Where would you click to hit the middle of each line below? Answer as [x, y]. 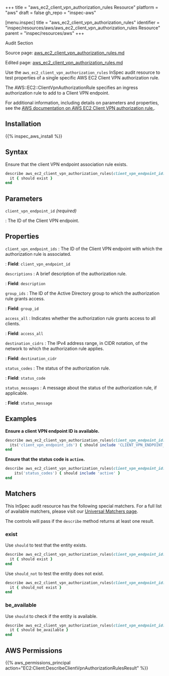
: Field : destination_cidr [31, 358]
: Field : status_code [25, 378]
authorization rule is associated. [38, 254]
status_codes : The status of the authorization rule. [58, 368]
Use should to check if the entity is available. [52, 616]
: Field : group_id [22, 308]
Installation [23, 124]
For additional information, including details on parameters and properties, [82, 103]
